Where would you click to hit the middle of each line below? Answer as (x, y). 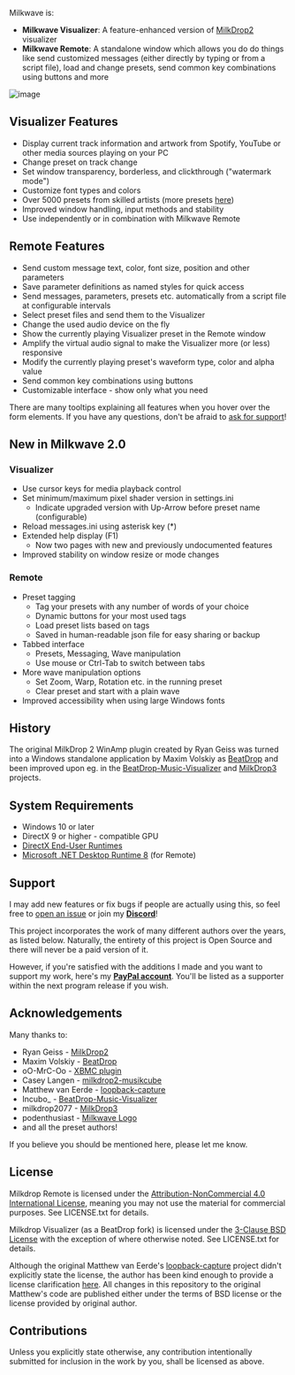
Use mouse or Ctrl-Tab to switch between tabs (120, 662)
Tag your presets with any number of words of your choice (142, 606)
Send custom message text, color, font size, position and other (136, 267)
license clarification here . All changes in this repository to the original (135, 1284)
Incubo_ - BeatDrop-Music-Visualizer (89, 1099)
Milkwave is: (32, 13)
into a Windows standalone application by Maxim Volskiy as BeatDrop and (144, 759)
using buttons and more (65, 77)
